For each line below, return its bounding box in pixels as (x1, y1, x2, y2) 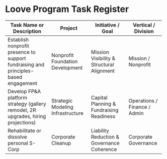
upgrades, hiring (7, 113, 46, 120)
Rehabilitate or (7, 127, 41, 134)
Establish (7, 36, 29, 43)
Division (134, 27, 154, 34)
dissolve (7, 133, 27, 140)
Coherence (91, 146, 117, 153)
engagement (7, 80, 37, 87)
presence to (7, 48, 36, 55)
